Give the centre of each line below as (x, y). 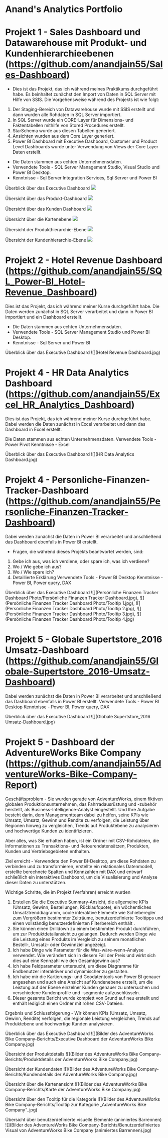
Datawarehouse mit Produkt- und (76, 43)
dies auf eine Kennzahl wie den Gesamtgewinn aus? (66, 961)
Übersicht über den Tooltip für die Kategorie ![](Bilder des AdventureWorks (83, 1099)
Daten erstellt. (27, 152)
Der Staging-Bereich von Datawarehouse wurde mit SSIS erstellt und (83, 110)
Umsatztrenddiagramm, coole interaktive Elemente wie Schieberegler (84, 912)
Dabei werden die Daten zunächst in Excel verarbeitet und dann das (75, 424)
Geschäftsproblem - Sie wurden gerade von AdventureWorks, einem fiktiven (84, 799)
